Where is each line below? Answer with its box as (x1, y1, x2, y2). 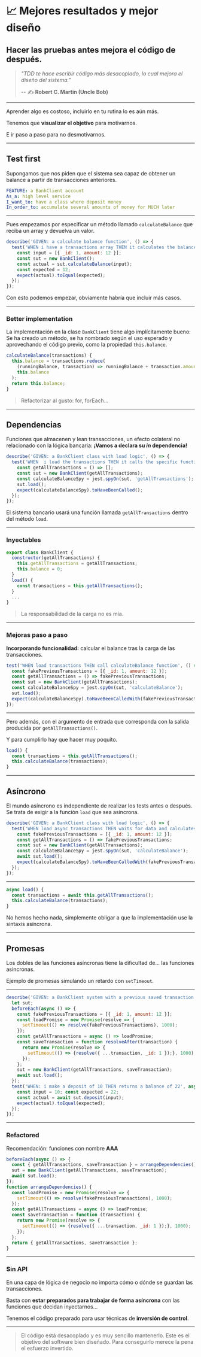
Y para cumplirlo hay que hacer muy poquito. (6, 736, 118, 743)
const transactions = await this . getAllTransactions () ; (11, 892, 154, 898)
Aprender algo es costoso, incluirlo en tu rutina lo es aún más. (6, 108, 159, 115)
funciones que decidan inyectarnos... (6, 1303, 98, 1310)
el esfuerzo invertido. (20, 1344, 74, 1352)
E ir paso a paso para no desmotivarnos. (6, 131, 106, 138)
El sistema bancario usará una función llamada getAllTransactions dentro (6, 509, 188, 516)
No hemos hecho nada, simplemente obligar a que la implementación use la (6, 914, 193, 921)
